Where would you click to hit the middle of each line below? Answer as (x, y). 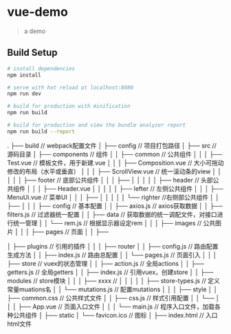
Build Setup (32, 53)
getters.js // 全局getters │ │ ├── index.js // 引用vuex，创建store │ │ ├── (110, 272)
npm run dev (24, 94)
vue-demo (38, 12)
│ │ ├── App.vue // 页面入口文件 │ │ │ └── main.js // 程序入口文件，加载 (111, 306)
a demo (35, 31)
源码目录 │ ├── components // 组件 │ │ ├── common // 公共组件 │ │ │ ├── (115, 154)
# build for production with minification (69, 106)
